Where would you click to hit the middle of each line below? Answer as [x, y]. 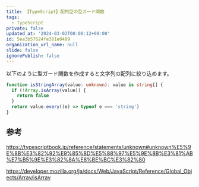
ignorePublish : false [33, 56]
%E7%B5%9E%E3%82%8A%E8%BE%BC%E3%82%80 [76, 159]
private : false [25, 28]
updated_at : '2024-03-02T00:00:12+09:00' [58, 34]
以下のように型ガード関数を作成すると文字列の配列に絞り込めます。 [89, 73]
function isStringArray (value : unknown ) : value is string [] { [85, 85]
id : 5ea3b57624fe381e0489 [38, 39]
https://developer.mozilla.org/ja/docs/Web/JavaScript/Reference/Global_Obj [99, 171]
